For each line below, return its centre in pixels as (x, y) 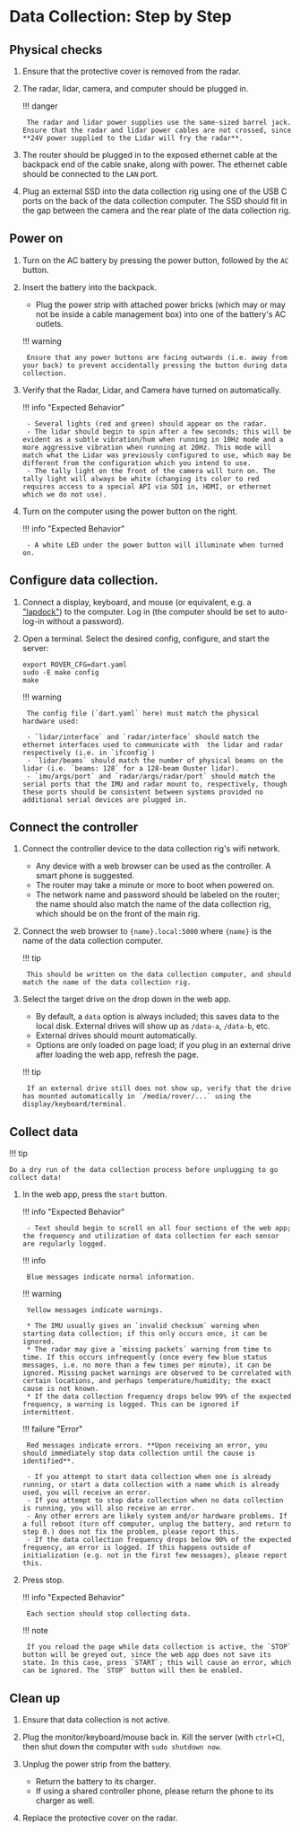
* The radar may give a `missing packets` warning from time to (149, 1350)
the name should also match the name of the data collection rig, (153, 904)
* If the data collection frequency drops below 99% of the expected (159, 1397)
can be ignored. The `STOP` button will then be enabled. (133, 1671)
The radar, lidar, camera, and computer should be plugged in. (135, 88)
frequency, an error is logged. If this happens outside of (137, 1548)
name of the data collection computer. (93, 941)
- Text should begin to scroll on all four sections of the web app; (159, 1229)
